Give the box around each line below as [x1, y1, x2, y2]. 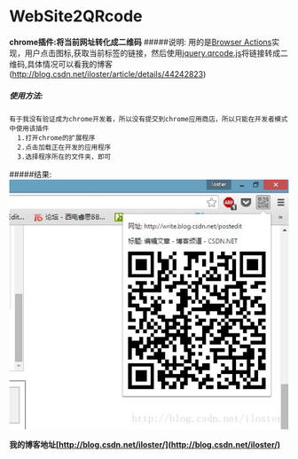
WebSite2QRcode [9, 6, 143, 27]
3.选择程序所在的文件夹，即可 [17, 152, 112, 161]
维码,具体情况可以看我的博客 [9, 58, 114, 69]
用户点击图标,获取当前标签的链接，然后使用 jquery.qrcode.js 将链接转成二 [24, 47, 288, 58]
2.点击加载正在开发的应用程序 [17, 143, 112, 152]
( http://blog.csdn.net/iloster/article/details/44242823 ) [9, 68, 207, 79]
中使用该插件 [9, 124, 50, 133]
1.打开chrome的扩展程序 [17, 133, 96, 143]
